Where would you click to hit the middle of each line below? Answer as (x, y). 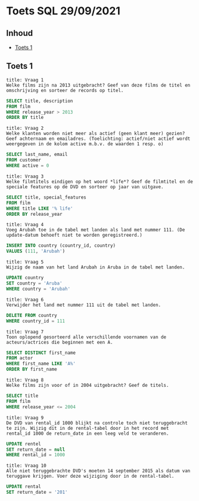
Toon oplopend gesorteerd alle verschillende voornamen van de (86, 337)
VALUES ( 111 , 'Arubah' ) (36, 251)
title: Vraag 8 (25, 380)
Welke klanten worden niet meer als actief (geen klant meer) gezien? (96, 134)
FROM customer (24, 160)
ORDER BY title (25, 118)
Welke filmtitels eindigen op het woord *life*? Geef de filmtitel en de (100, 181)
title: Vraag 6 (25, 300)
